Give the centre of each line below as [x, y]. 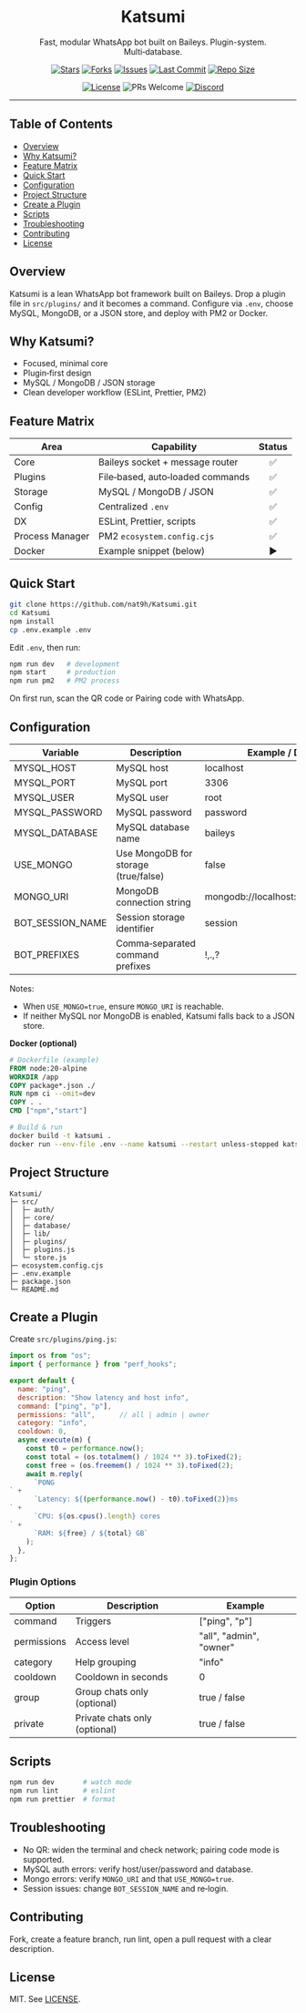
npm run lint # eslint [63, 1791]
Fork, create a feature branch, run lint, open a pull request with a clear [141, 1939]
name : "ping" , [44, 1389]
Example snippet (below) [152, 551]
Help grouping [106, 1662]
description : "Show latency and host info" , [103, 1397]
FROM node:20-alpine [49, 1068]
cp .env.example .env [51, 630]
